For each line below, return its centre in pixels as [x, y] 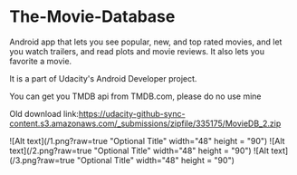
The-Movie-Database [92, 17]
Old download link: [44, 113]
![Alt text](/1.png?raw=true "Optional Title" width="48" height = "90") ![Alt [147, 141]
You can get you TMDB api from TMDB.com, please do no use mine [135, 96]
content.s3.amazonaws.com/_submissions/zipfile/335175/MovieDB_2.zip [145, 123]
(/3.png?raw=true [42, 160]
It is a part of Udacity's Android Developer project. [103, 78]
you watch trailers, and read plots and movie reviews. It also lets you [137, 51]
